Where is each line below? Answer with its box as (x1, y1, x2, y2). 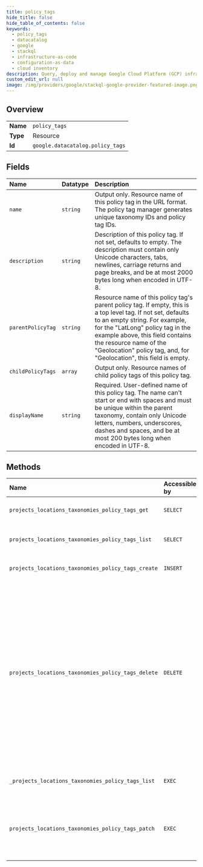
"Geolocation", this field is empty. (94, 354, 190, 362)
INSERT (163, 565, 182, 572)
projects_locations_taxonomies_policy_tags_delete (9, 670, 158, 676)
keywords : (6, 25, 31, 32)
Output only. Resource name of (94, 190, 183, 199)
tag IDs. (94, 220, 117, 229)
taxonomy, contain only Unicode (94, 411, 187, 420)
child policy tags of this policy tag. (94, 371, 192, 379)
